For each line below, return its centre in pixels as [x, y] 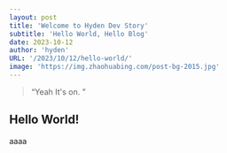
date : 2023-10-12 [41, 42]
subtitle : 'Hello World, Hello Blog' [79, 34]
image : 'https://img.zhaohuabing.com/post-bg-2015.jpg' [114, 67]
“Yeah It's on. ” [58, 92]
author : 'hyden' [39, 50]
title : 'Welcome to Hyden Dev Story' [79, 26]
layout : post [33, 17]
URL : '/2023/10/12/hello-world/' [71, 58]
